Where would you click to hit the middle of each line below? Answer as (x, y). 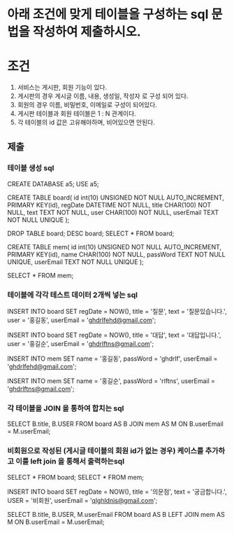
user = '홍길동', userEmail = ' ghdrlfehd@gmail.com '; (82, 320)
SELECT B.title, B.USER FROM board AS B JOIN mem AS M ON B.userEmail (115, 424)
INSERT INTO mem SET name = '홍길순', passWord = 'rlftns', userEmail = (111, 381)
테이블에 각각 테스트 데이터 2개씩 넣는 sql (73, 295)
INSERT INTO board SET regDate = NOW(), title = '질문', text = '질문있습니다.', (117, 312)
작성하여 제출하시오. (87, 32)
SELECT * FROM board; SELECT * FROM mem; (76, 477)
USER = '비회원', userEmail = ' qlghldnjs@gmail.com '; (82, 500)
